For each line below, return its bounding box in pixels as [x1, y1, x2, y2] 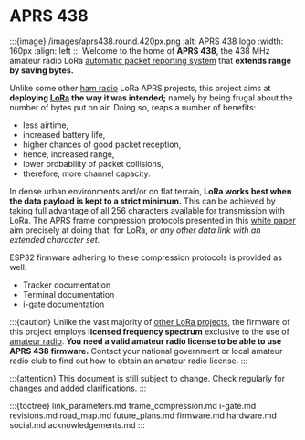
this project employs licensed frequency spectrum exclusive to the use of [9, 326, 290, 337]
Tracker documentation [22, 279, 111, 290]
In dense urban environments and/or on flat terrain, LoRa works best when [9, 185, 292, 196]
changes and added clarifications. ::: [9, 382, 147, 393]
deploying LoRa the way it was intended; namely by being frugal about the [9, 92, 294, 103]
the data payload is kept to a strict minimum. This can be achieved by [9, 195, 276, 206]
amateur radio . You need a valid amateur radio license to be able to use [9, 335, 282, 347]
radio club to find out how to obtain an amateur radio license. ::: [9, 355, 248, 366]
